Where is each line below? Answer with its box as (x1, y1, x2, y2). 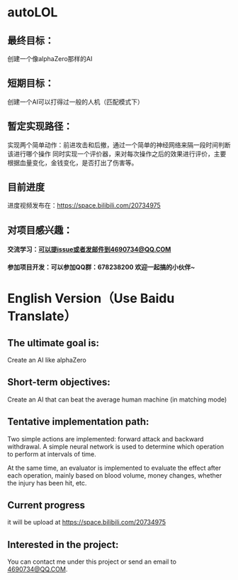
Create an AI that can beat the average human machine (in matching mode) (7, 395, 227, 404)
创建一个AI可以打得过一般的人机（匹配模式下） (7, 97, 144, 106)
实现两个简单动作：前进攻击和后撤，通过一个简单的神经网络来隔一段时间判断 (7, 140, 231, 149)
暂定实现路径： (7, 120, 73, 132)
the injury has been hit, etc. (7, 478, 87, 487)
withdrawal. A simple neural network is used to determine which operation (7, 442, 225, 451)
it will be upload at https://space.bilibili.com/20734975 (7, 518, 166, 527)
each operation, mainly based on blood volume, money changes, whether (7, 471, 222, 480)
